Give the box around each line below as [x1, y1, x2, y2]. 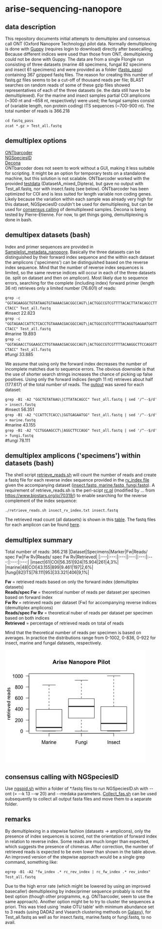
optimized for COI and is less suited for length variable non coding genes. [5, 191, 152, 197]
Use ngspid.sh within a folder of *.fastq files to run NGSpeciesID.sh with [5, 786, 148, 791]
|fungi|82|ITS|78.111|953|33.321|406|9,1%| [5, 570, 89, 575]
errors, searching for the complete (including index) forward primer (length [5, 280, 155, 286]
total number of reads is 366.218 [5, 108, 70, 114]
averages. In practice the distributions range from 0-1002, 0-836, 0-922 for [5, 635, 156, 641]
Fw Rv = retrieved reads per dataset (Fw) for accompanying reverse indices [5, 600, 157, 606]
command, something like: [5, 859, 58, 865]
